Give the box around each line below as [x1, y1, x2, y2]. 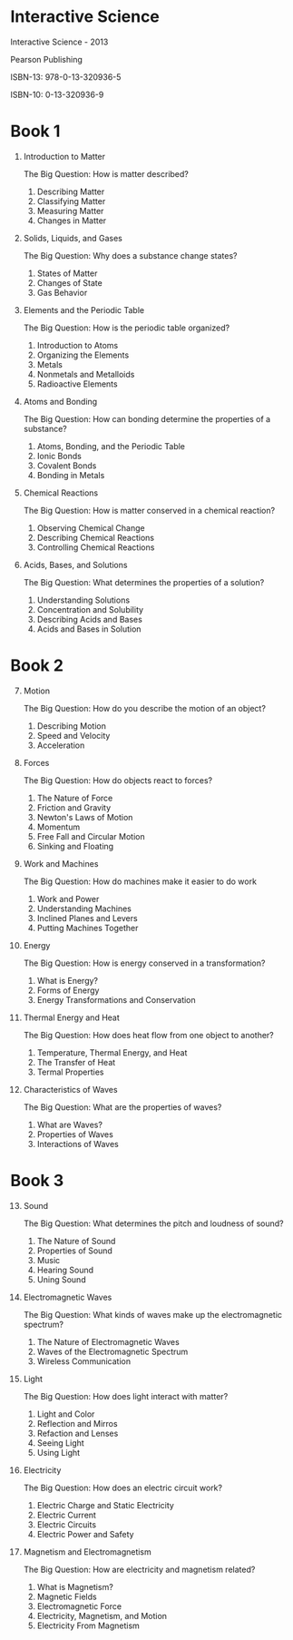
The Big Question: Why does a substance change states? [23, 250, 239, 260]
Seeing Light [36, 1437, 84, 1449]
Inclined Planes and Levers [36, 912, 139, 923]
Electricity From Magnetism [36, 1620, 140, 1631]
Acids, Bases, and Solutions [23, 559, 128, 570]
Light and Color [36, 1409, 95, 1419]
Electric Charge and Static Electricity [36, 1499, 175, 1510]
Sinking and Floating [36, 840, 114, 851]
